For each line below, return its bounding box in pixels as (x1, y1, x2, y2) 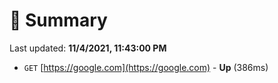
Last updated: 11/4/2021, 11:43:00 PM (9, 42, 167, 54)
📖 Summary (9, 9, 108, 32)
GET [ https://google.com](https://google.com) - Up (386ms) (23, 61, 269, 73)
